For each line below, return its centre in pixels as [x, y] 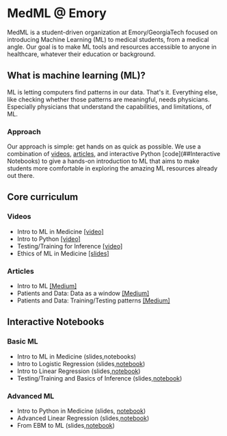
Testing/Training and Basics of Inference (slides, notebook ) [99, 378]
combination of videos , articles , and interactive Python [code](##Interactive [114, 154]
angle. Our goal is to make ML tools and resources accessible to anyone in [112, 47]
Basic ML [23, 342]
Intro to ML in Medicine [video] [60, 231]
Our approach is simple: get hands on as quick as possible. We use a [104, 146]
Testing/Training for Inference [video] [70, 246]
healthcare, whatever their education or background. [81, 54]
